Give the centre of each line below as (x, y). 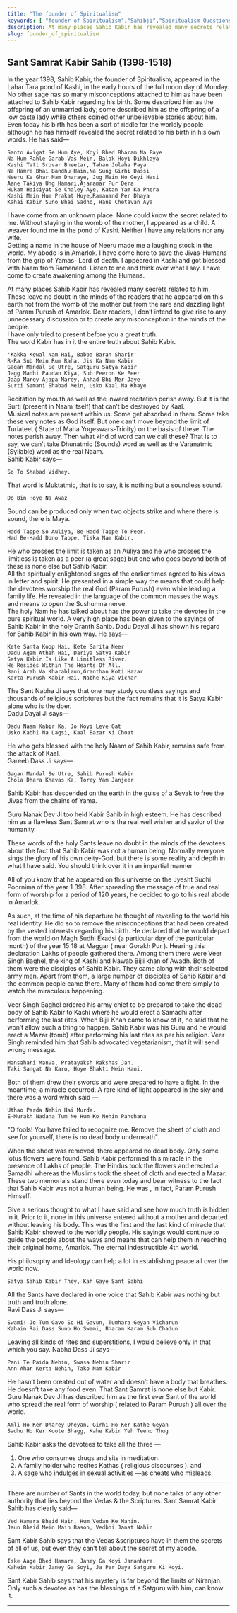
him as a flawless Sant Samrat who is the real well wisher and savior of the (116, 822)
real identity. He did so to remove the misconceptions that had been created (118, 923)
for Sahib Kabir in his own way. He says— (68, 634)
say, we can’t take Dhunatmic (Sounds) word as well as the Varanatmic (110, 444)
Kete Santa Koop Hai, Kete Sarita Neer (66, 647)
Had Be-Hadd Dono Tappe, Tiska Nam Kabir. (71, 538)
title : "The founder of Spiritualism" (64, 14)
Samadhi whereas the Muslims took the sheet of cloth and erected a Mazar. (117, 1173)
